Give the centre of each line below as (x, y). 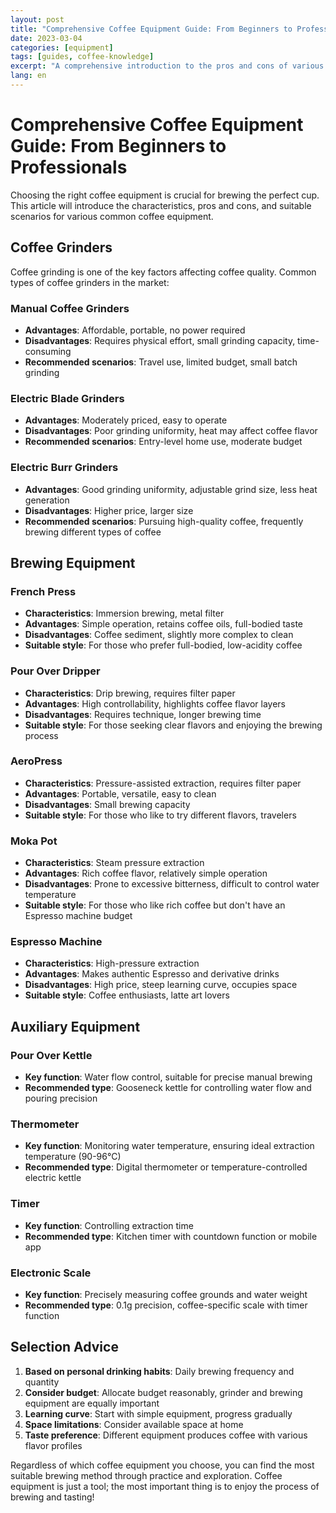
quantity (42, 1382)
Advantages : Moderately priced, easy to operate (126, 420)
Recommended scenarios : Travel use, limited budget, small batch (161, 362)
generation (47, 500)
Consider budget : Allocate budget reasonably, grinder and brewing (163, 1392)
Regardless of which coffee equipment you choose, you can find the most (162, 1465)
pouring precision (61, 1098)
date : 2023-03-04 (46, 38)
